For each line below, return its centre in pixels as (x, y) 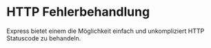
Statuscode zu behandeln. (44, 38)
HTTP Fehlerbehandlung (78, 12)
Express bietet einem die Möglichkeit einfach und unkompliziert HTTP (105, 31)
